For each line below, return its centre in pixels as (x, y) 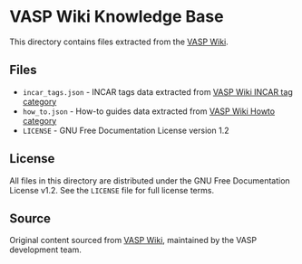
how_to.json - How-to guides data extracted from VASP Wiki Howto (148, 111)
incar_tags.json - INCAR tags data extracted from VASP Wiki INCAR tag (157, 91)
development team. (45, 250)
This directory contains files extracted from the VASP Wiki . (119, 42)
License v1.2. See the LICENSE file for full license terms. (112, 190)
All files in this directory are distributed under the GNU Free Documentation (150, 180)
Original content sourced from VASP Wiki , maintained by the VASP (133, 240)
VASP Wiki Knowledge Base (117, 17)
